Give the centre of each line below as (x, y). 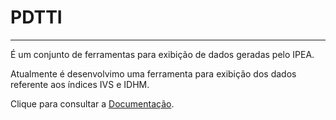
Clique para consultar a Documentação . (92, 103)
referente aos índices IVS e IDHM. (80, 84)
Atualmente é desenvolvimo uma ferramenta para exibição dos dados (153, 73)
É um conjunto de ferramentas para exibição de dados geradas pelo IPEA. (162, 54)
